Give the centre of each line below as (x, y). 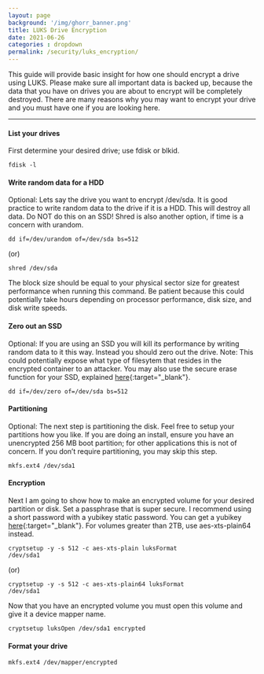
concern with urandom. (46, 225)
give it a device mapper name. (57, 614)
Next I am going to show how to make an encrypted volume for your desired (131, 501)
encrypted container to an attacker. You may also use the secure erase (123, 368)
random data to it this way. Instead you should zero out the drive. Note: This (131, 352)
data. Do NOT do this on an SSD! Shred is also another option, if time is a (126, 216)
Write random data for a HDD (56, 182)
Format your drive (38, 646)
